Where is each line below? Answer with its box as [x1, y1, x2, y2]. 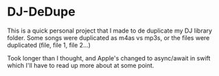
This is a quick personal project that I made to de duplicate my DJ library [7, 26, 213, 35]
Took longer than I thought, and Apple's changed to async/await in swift [7, 54, 211, 62]
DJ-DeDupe [7, 4, 76, 20]
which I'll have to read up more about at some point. [7, 61, 154, 69]
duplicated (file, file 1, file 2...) [7, 41, 91, 49]
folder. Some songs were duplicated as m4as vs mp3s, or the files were [7, 33, 210, 41]
